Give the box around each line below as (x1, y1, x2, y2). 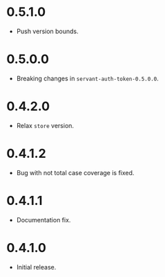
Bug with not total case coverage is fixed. (16, 168, 135, 177)
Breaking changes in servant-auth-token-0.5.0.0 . (16, 74, 159, 82)
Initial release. (16, 262, 57, 271)
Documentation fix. (16, 215, 71, 224)
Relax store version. (16, 121, 74, 129)
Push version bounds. (16, 27, 79, 35)
